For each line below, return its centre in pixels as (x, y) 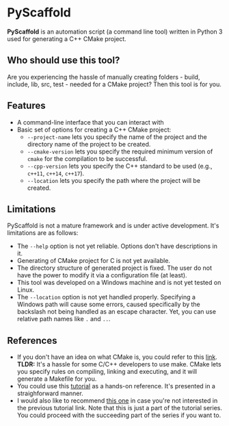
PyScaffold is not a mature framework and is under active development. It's (113, 226)
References (32, 340)
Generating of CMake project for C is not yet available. (94, 261)
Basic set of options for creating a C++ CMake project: (94, 129)
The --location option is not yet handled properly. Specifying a (106, 297)
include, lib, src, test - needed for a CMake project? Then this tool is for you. (114, 84)
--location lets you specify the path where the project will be (113, 180)
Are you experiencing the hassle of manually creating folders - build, (104, 77)
